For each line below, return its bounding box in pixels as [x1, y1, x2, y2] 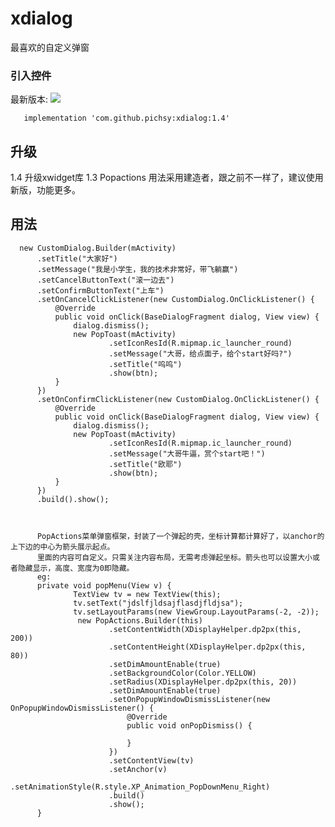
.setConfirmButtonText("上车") [36, 285, 165, 296]
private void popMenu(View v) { [36, 580, 172, 591]
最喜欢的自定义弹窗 [10, 41, 90, 53]
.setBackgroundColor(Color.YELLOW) [108, 668, 257, 678]
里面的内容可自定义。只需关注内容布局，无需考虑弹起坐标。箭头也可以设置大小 [36, 552, 313, 562]
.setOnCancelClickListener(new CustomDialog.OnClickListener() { [36, 294, 315, 304]
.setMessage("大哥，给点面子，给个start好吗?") [108, 348, 293, 359]
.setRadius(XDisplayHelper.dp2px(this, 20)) [108, 677, 298, 687]
